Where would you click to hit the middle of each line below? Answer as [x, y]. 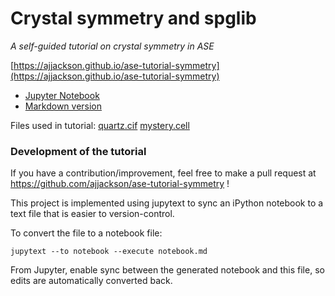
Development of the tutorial [78, 151]
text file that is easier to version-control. [92, 214]
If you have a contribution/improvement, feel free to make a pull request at [163, 173]
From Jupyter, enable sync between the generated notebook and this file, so [167, 270]
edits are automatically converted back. [91, 281]
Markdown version [63, 106]
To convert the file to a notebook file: [86, 233]
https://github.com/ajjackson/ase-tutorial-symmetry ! [120, 184]
